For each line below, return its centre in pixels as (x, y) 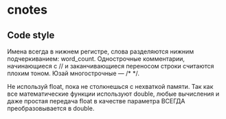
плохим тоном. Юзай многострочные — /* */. (73, 73)
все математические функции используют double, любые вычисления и (113, 94)
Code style (31, 35)
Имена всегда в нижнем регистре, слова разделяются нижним (101, 51)
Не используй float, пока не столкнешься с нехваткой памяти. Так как (110, 87)
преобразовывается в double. (51, 108)
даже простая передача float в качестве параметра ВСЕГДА (96, 101)
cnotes (27, 10)
